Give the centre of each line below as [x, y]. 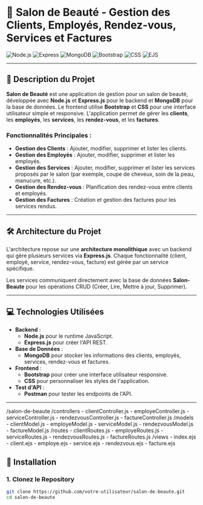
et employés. [31, 193]
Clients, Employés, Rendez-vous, [91, 25]
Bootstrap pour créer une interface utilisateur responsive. [96, 375]
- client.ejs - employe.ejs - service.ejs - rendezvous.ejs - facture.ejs [91, 443]
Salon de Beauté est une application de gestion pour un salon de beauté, [97, 94]
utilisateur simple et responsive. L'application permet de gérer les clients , [98, 113]
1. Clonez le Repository [40, 479]
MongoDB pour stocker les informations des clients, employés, [102, 355]
